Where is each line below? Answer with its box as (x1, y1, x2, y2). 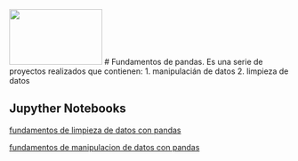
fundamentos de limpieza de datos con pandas (9, 125, 181, 135)
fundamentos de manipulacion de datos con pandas (9, 141, 200, 152)
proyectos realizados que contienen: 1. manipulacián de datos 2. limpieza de (9, 66, 289, 76)
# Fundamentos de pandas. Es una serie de (103, 57, 263, 67)
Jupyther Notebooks (9, 101, 126, 117)
